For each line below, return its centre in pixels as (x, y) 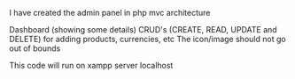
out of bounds (35, 48)
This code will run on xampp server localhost (91, 65)
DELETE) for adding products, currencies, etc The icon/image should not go (147, 39)
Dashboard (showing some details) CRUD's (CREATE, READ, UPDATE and (143, 29)
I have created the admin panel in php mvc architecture (110, 13)
